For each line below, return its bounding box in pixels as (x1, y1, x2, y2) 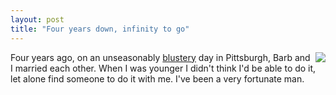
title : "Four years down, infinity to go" (10, 24, 190, 34)
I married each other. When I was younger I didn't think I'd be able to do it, (10, 62, 317, 74)
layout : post (10, 14, 65, 25)
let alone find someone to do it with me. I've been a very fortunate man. (10, 72, 305, 85)
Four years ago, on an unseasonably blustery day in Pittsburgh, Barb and (10, 51, 311, 63)
